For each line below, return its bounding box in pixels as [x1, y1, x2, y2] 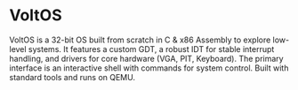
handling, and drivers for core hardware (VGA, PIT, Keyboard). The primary [9, 53, 284, 64]
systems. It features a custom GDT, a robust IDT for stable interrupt [28, 43, 275, 54]
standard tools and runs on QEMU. [9, 71, 136, 82]
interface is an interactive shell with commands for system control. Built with [9, 63, 289, 73]
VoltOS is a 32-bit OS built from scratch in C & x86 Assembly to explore [9, 34, 271, 45]
